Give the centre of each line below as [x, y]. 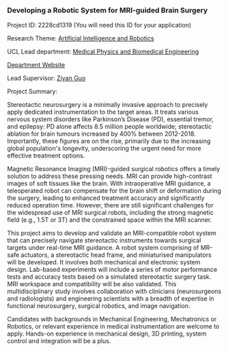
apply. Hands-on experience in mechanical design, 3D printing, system [107, 334]
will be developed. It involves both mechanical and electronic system [104, 262]
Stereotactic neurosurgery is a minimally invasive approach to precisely [108, 105]
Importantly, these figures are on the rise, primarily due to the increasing [109, 141]
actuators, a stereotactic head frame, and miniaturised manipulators [116, 255]
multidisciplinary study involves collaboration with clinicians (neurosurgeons [114, 291]
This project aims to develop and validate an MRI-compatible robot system [112, 233]
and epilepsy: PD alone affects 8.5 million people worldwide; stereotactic [110, 127]
